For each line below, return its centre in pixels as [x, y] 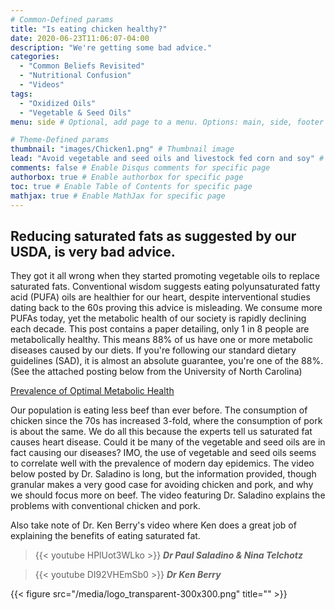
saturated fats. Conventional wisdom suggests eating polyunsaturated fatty [165, 287]
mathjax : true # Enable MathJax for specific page [118, 196]
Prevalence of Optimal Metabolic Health [92, 391]
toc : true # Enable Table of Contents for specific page [131, 186]
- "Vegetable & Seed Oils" [75, 112]
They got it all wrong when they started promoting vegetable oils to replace [165, 276]
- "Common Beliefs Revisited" [82, 66]
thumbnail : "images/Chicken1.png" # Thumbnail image [122, 149]
